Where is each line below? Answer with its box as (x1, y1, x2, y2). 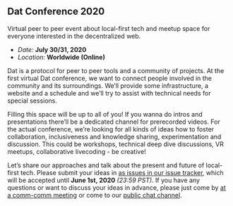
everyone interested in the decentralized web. (7, 32, 141, 40)
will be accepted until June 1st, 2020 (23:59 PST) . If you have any (7, 176, 200, 184)
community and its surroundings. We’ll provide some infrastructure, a (7, 81, 209, 90)
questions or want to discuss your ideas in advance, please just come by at (7, 183, 226, 192)
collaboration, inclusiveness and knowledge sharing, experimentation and (7, 132, 222, 141)
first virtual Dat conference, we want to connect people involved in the (7, 74, 213, 82)
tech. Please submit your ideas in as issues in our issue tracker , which (20, 168, 224, 176)
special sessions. (7, 96, 58, 105)
